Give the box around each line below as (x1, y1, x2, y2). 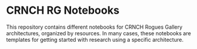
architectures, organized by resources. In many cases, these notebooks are (6, 29, 192, 36)
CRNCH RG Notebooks (6, 4, 120, 17)
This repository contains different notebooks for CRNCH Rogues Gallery (6, 23, 183, 30)
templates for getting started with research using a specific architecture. (6, 36, 184, 43)
